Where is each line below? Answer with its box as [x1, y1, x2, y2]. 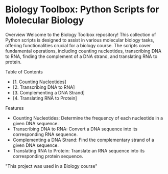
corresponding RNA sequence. [12, 131, 78, 137]
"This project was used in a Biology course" [5, 163, 98, 169]
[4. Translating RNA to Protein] [12, 95, 78, 101]
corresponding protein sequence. [12, 153, 83, 159]
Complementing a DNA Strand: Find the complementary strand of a [12, 137, 154, 143]
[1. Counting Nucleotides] [12, 79, 66, 85]
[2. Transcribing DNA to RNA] [12, 84, 75, 90]
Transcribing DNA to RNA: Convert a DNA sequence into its [12, 126, 138, 132]
